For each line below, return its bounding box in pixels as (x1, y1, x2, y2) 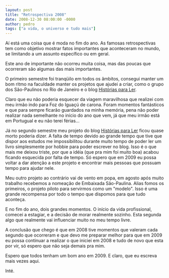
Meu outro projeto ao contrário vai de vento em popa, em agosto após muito (5, 175, 164, 181)
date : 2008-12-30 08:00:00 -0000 (5, 17, 76, 22)
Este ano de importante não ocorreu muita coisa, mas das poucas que (5, 61, 151, 67)
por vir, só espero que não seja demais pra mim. (5, 243, 105, 249)
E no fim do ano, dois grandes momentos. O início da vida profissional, (5, 206, 152, 212)
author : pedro (5, 21, 35, 27)
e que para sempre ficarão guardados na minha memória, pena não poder (5, 107, 159, 113)
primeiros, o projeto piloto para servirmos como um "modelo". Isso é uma (5, 186, 158, 192)
